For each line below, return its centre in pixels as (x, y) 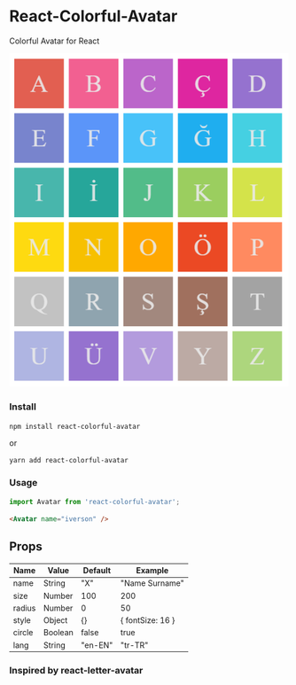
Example (152, 571)
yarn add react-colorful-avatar (69, 460)
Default (97, 571)
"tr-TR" (134, 645)
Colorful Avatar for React (55, 41)
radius (24, 608)
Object (55, 620)
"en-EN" (97, 645)
